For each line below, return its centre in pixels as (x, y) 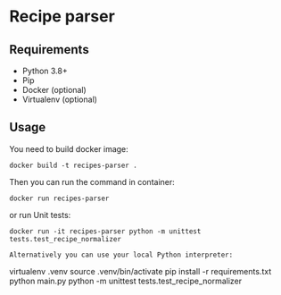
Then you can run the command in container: (92, 181)
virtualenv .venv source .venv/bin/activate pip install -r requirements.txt (140, 271)
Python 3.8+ (45, 71)
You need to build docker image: (69, 148)
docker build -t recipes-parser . (74, 165)
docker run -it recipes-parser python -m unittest (105, 231)
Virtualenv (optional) (60, 99)
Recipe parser (62, 17)
